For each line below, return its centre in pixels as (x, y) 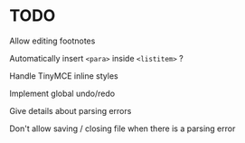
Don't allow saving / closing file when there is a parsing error (122, 129)
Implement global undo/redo (62, 93)
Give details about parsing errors (71, 110)
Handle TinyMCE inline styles (64, 76)
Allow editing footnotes (52, 41)
